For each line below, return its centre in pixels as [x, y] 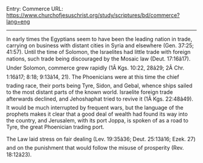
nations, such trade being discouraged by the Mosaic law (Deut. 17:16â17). [98, 59]
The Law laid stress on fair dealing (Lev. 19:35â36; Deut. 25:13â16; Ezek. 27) [101, 139]
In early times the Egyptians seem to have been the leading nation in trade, [99, 39]
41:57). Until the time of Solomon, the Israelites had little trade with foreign [98, 52]
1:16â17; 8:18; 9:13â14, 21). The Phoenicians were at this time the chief [93, 77]
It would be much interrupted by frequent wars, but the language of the [95, 108]
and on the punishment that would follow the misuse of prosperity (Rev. [95, 148]
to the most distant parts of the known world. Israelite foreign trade [90, 92]
